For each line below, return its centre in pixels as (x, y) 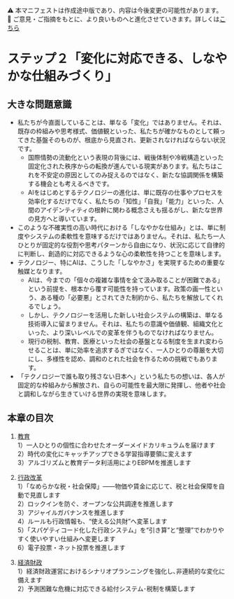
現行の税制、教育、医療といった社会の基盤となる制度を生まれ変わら (126, 341)
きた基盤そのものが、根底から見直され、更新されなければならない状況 (124, 140)
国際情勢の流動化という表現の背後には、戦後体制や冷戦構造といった (126, 157)
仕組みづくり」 (75, 76)
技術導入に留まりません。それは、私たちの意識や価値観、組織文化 (123, 324)
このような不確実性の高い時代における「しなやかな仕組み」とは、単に (118, 227)
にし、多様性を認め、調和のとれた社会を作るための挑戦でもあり (119, 359)
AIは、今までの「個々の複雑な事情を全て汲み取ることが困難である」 (125, 280)
